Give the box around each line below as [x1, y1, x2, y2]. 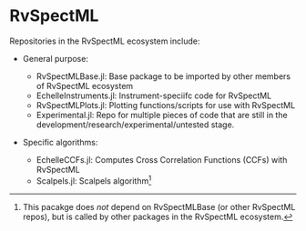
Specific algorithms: [22, 136, 98, 147]
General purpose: [22, 53, 89, 64]
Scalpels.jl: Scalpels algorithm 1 [36, 174, 152, 186]
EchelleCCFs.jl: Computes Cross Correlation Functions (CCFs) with [36, 154, 288, 165]
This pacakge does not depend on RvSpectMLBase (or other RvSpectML [22, 201, 296, 212]
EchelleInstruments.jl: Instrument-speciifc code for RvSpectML [36, 90, 272, 101]
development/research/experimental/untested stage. [36, 119, 235, 130]
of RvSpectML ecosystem [36, 80, 134, 91]
